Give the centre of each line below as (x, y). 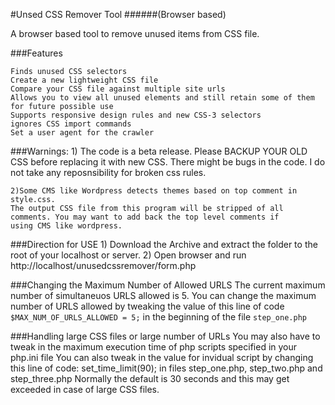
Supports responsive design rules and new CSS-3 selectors (136, 115)
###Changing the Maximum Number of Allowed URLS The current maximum (168, 285)
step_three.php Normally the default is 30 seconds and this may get (150, 378)
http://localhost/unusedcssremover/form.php (103, 265)
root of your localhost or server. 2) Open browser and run (128, 255)
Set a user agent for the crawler (82, 133)
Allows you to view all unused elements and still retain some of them (162, 98)
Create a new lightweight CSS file (84, 80)
